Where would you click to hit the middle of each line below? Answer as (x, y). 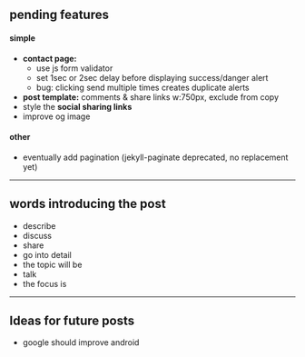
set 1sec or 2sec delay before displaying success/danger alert (152, 77)
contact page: (49, 58)
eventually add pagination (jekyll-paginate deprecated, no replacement (155, 157)
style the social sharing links (77, 106)
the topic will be (52, 264)
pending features (59, 15)
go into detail (47, 254)
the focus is (44, 283)
